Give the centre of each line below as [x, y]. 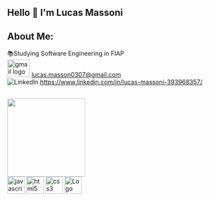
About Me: [30, 36]
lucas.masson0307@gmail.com [76, 75]
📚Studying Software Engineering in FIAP [66, 53]
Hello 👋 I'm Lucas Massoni [65, 13]
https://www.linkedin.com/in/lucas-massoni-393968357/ [121, 82]
